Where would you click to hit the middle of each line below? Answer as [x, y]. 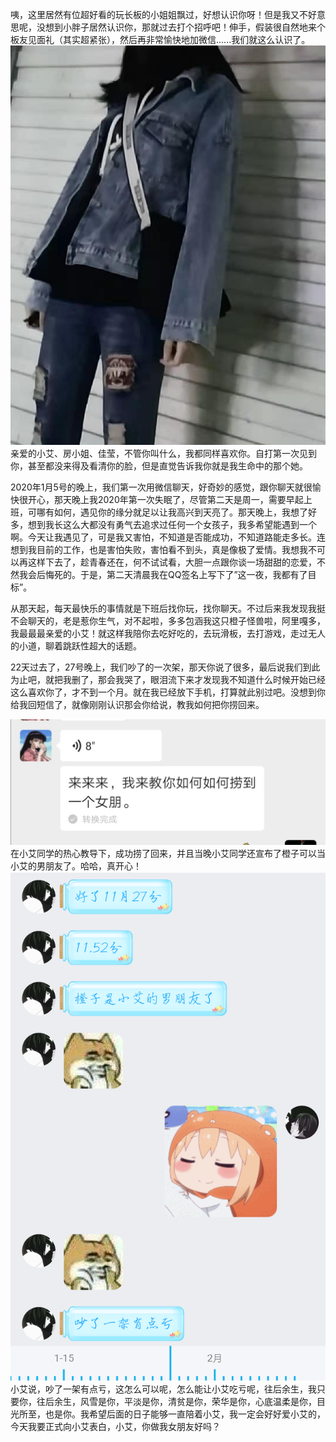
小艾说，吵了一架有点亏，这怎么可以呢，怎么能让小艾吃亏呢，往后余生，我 [163, 1389]
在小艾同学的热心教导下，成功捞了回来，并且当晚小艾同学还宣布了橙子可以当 [168, 853]
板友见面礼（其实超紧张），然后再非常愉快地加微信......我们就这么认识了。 [160, 39]
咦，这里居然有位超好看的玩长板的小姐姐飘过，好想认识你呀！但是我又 [155, 14]
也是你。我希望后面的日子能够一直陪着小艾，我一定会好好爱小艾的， [185, 1414]
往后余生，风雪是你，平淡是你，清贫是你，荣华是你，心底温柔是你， [176, 1401]
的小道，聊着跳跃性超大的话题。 [76, 645]
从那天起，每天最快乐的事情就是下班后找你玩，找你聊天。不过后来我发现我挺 [168, 608]
